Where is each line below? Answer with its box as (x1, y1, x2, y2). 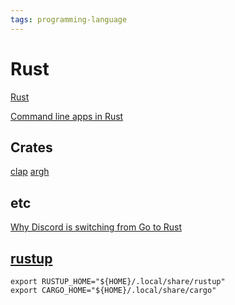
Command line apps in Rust (10, 110, 124, 122)
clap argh (10, 166, 50, 178)
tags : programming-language (10, 14, 128, 25)
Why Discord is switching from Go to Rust (10, 221, 182, 233)
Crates (10, 139, 53, 156)
